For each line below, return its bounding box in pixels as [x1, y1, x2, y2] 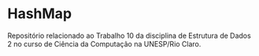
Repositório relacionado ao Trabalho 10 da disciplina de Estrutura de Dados [7, 31, 251, 40]
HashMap [7, 5, 72, 23]
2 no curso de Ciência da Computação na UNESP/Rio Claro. [7, 39, 202, 48]
